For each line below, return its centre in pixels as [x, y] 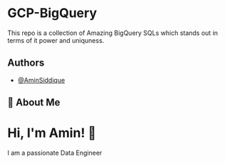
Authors [26, 63]
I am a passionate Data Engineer [55, 153]
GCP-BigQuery [52, 13]
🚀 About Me [34, 102]
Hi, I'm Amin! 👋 [52, 133]
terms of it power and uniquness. [56, 40]
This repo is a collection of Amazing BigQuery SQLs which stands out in [113, 33]
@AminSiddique [41, 80]
